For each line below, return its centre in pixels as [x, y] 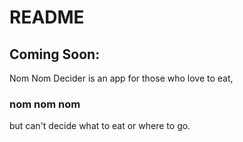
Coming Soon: [55, 54]
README [47, 17]
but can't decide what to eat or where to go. [100, 126]
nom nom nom [45, 104]
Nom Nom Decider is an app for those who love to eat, [121, 78]
